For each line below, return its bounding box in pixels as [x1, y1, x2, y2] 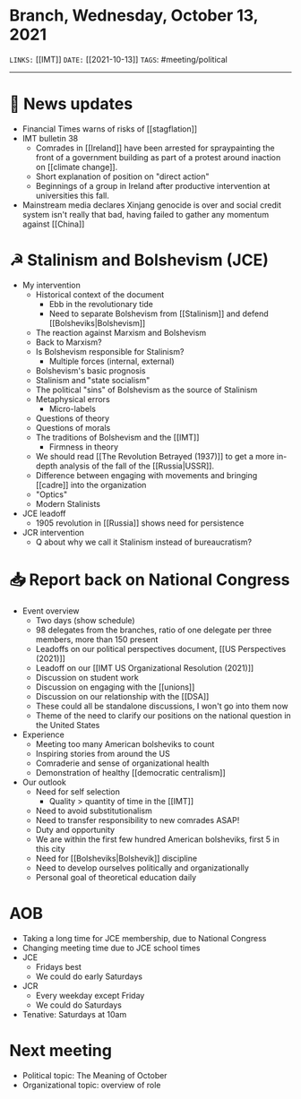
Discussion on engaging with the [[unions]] [35, 682, 195, 692]
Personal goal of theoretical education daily [35, 871, 197, 882]
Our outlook [21, 777, 67, 787]
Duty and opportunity [35, 824, 115, 835]
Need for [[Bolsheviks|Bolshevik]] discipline [35, 853, 198, 863]
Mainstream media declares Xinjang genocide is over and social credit [21, 199, 282, 210]
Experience [21, 729, 64, 740]
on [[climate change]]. [35, 161, 118, 172]
